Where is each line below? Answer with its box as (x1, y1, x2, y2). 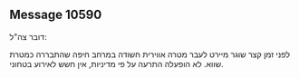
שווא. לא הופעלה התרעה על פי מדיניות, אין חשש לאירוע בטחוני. (9, 58, 224, 69)
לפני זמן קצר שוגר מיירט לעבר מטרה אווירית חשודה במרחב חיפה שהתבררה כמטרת (9, 49, 291, 60)
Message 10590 (9, 7, 102, 23)
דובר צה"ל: (9, 31, 47, 42)
